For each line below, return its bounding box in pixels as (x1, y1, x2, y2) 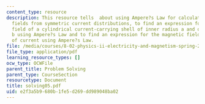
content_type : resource (6, 9, 67, 15)
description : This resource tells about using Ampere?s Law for (6, 15, 176, 21)
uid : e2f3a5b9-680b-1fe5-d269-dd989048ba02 (6, 89, 119, 95)
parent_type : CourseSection (6, 72, 78, 78)
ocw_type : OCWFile (6, 60, 53, 66)
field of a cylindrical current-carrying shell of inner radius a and (12, 26, 195, 32)
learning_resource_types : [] (6, 54, 81, 61)
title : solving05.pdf (6, 83, 62, 89)
